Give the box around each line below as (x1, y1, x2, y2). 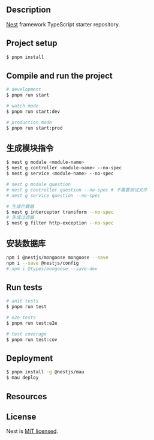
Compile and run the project (6, 70, 113, 80)
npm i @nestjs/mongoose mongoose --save (6, 255, 109, 261)
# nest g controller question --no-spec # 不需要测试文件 (6, 187, 148, 193)
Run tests (6, 282, 43, 292)
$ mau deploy (6, 375, 39, 381)
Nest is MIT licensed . (6, 427, 59, 435)
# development (6, 86, 42, 92)
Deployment (6, 354, 53, 364)
